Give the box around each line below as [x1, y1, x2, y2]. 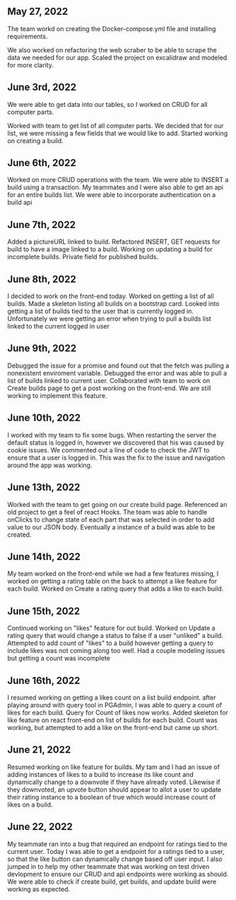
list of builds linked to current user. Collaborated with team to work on [7, 376, 211, 385]
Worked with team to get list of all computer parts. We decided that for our [7, 121, 224, 130]
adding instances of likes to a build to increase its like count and [7, 770, 194, 778]
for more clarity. [7, 60, 54, 69]
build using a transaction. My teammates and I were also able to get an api [7, 183, 224, 192]
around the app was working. [7, 460, 93, 469]
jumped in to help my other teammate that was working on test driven [7, 862, 210, 870]
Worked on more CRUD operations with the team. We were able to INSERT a [7, 176, 229, 184]
